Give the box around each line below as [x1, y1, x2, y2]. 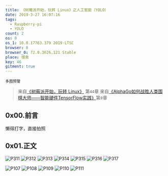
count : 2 [5, 31, 24, 36]
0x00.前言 [5, 111, 39, 120]
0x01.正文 [5, 142, 37, 150]
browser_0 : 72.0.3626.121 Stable [5, 50, 76, 55]
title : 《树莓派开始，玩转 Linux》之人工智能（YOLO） [5, 7, 108, 13]
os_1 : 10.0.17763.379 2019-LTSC [5, 41, 74, 46]
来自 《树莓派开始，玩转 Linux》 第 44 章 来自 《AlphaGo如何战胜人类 [17, 88, 159, 94]
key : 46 [5, 59, 22, 64]
